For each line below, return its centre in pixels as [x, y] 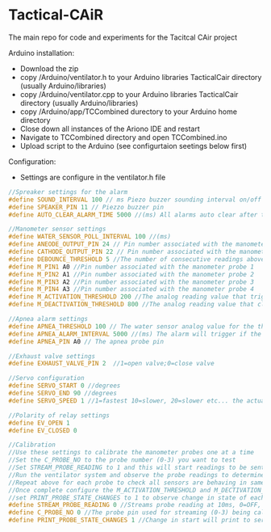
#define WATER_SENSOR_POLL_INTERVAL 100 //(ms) [90, 237]
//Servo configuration [46, 378]
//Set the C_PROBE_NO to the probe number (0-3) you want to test [122, 460]
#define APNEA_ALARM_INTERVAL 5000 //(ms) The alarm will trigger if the [135, 334]
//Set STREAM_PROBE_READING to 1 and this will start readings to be [128, 468]
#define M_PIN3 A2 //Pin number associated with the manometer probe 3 [131, 282]
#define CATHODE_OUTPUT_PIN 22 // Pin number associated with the [122, 252]
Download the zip [49, 68]
